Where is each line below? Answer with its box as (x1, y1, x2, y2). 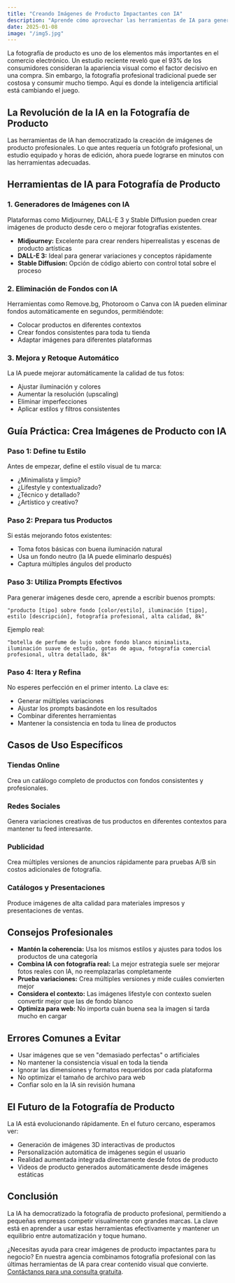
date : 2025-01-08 (7, 23, 58, 30)
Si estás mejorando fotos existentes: (7, 532, 112, 540)
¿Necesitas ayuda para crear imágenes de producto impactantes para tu (7, 1244, 216, 1254)
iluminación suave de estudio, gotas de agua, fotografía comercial (7, 645, 211, 652)
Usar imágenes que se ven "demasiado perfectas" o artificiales (17, 1051, 200, 1060)
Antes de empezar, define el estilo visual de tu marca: (7, 462, 162, 471)
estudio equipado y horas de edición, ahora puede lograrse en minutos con (7, 151, 225, 160)
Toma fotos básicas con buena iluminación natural (17, 545, 163, 553)
